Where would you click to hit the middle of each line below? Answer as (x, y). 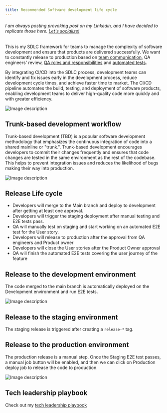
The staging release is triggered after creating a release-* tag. (69, 329)
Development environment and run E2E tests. (52, 292)
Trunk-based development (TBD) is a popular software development (75, 136)
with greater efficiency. (29, 98)
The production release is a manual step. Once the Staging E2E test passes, (83, 357)
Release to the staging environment (62, 317)
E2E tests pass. (28, 221)
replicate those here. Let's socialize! (42, 31)
